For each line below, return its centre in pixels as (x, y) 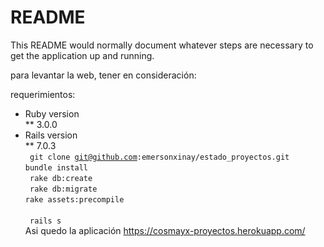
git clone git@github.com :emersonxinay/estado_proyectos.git (159, 157)
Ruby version (52, 113)
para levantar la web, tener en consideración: (103, 75)
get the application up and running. (82, 55)
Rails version (51, 135)
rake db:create (61, 178)
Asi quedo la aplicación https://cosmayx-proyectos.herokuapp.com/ (165, 230)
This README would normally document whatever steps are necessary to (162, 45)
